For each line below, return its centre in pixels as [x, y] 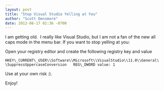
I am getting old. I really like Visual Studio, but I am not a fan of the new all [80, 37]
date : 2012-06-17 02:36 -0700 [36, 23]
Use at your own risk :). [29, 74]
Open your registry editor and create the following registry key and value [79, 52]
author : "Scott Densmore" [31, 18]
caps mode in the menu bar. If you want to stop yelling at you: [68, 42]
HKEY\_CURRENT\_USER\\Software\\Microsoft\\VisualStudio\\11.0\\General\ [82, 61]
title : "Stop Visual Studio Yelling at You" [51, 14]
